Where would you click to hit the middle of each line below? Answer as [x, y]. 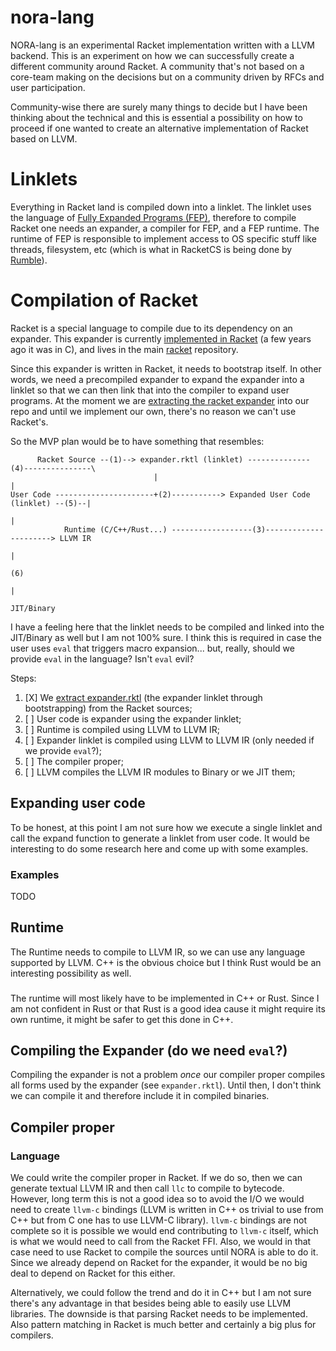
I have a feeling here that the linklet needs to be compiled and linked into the [167, 627]
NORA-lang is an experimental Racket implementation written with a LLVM [162, 45]
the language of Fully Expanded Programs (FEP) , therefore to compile [153, 217]
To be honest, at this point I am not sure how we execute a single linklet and [166, 827]
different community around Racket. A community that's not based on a [157, 66]
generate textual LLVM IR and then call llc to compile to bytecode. [147, 1188]
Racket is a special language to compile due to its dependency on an [151, 328]
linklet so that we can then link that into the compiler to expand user [150, 390]
